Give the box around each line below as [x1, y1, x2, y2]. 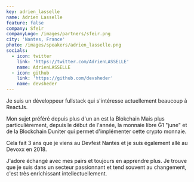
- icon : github [11, 70, 50, 76]
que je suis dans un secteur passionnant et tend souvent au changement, [6, 164, 187, 171]
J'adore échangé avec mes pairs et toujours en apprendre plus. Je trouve [6, 158, 187, 164]
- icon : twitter [11, 53, 52, 59]
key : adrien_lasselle [6, 8, 60, 15]
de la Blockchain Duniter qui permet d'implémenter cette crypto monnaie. [6, 128, 187, 135]
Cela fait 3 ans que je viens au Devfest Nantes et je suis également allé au [6, 140, 188, 146]
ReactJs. [6, 104, 28, 110]
